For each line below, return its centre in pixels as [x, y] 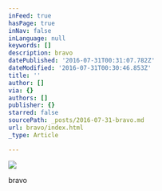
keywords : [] [30, 46]
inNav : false [30, 30]
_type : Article [34, 135]
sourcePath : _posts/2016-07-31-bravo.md [77, 120]
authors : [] [28, 98]
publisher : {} [32, 105]
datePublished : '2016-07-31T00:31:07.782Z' [82, 61]
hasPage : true [32, 23]
